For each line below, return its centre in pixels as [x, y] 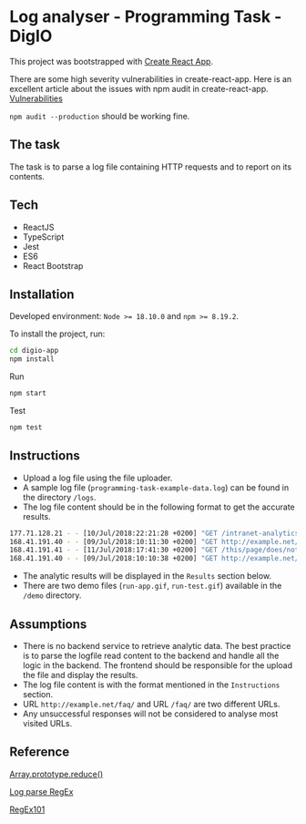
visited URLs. [47, 723]
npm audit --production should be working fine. [100, 116]
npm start [28, 394]
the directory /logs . [59, 497]
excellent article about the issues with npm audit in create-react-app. [139, 88]
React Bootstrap [53, 265]
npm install [32, 359]
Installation [42, 294]
